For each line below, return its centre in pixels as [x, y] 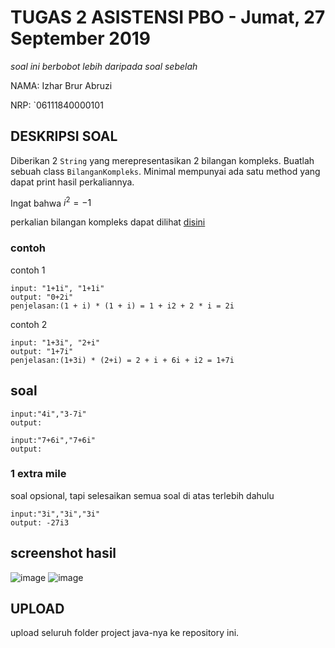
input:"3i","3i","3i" [55, 514]
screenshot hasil [63, 553]
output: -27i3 [40, 522]
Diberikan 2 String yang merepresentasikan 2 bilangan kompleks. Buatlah [162, 160]
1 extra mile [38, 474]
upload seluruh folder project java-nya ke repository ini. [125, 633]
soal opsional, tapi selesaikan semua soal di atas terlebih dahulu [142, 495]
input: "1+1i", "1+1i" [57, 288]
